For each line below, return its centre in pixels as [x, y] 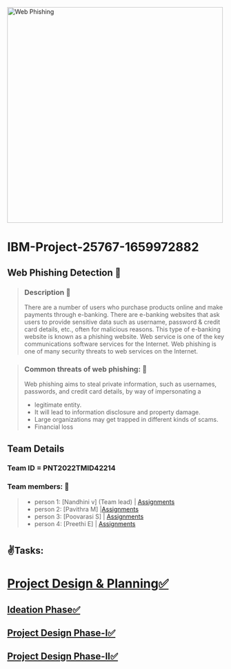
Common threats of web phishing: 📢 [86, 369]
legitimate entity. [58, 405]
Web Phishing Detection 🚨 [64, 272]
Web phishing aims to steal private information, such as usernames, [120, 384]
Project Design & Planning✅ [88, 584]
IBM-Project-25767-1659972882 [103, 247]
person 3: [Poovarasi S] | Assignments [89, 516]
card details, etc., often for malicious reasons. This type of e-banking [122, 329]
